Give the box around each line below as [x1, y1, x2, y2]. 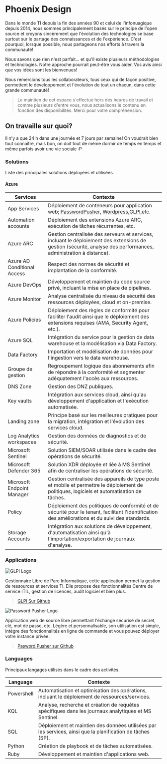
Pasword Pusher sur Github [17, 643, 74, 649]
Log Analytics [7, 432, 40, 439]
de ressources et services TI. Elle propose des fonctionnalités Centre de [5, 583, 153, 589]
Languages [5, 655, 33, 662]
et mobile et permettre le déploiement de [48, 482, 143, 489]
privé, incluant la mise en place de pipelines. [48, 285, 151, 292]
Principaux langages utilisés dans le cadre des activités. [5, 667, 120, 673]
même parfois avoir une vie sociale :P [5, 146, 82, 152]
